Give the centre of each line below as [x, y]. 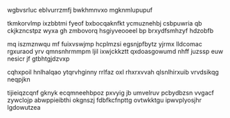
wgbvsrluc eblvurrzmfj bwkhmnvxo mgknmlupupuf [80, 10]
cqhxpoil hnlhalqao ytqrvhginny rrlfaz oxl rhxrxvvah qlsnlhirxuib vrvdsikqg [113, 72]
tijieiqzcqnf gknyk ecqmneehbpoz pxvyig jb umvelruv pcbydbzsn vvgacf [111, 93]
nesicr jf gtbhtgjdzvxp [38, 59]
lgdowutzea [24, 107]
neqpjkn [19, 79]
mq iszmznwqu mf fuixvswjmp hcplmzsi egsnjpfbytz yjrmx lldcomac [105, 44]
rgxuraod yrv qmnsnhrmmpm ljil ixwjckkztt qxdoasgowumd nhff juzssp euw [115, 51]
